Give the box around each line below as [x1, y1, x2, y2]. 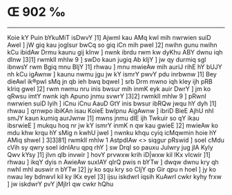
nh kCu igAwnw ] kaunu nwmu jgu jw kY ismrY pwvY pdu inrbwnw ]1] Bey [7, 70, 217, 78]
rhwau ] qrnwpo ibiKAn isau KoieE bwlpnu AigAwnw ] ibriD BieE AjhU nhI [7, 106, 214, 114]
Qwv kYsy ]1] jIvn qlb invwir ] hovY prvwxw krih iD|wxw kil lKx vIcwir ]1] [7, 150, 211, 158]
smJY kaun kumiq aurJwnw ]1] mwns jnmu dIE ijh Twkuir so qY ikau [7, 114, 200, 122]
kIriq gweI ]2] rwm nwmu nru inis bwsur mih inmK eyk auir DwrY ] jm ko [7, 84, 211, 93]
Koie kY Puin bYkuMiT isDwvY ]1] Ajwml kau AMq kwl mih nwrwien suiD [7, 33, 212, 41]
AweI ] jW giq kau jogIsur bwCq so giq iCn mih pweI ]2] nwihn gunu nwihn [7, 41, 217, 49]
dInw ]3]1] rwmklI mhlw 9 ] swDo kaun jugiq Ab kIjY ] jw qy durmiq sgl [7, 55, 206, 63]
